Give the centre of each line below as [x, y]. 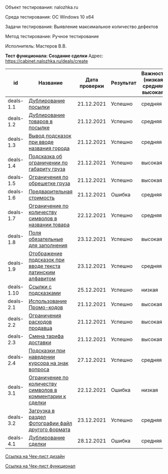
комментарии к [47, 396]
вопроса [39, 369]
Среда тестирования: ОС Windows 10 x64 [49, 17]
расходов [40, 322]
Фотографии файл [50, 423]
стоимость [41, 198]
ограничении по [48, 163]
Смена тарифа [46, 336]
